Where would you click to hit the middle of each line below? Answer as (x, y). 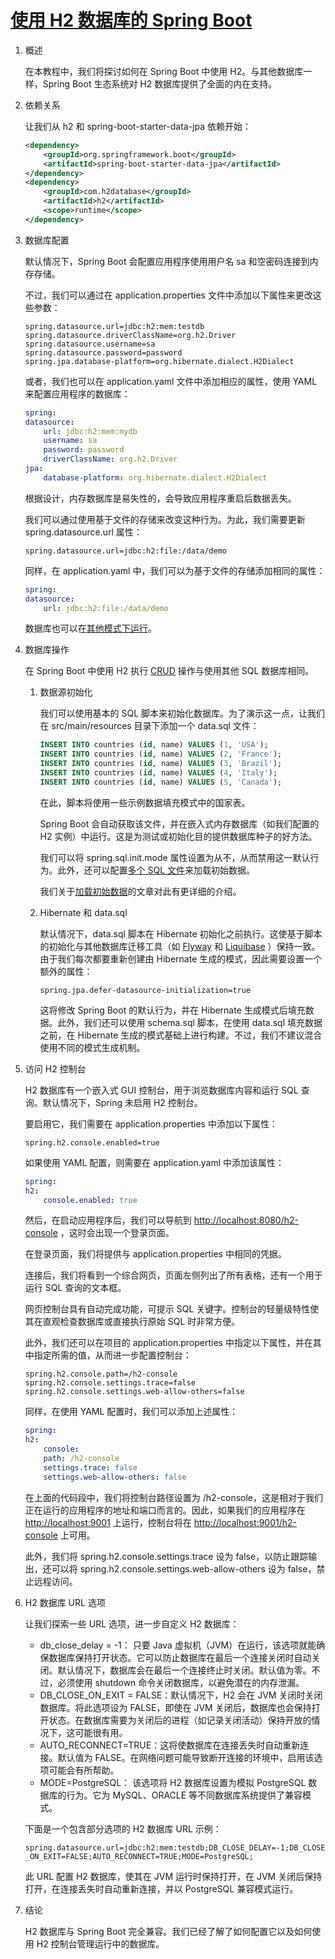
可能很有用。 (101, 1732)
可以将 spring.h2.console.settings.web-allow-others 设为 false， (184, 1568)
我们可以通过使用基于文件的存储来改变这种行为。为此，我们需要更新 (165, 519)
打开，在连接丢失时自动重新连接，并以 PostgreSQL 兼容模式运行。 (161, 1888)
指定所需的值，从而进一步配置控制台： (112, 1355)
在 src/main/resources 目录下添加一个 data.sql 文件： (149, 726)
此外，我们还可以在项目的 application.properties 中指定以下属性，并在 (168, 1343)
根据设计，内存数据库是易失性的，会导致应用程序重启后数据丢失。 (160, 498)
